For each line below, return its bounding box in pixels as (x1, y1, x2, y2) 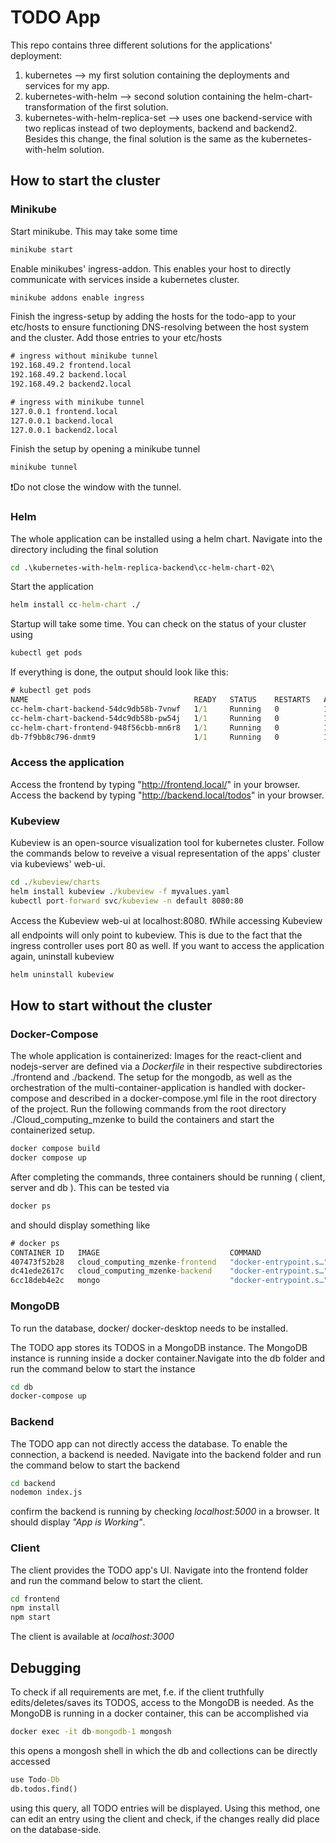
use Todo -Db (10, 1774, 60, 1785)
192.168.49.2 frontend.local (10, 361, 132, 371)
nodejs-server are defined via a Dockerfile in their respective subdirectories (10, 1061, 323, 1073)
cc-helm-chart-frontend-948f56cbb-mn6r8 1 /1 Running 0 (10, 722, 280, 733)
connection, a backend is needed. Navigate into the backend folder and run (10, 1448, 322, 1460)
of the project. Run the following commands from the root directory (10, 1103, 287, 1115)
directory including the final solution (10, 543, 159, 555)
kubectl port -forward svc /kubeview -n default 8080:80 (10, 896, 244, 906)
